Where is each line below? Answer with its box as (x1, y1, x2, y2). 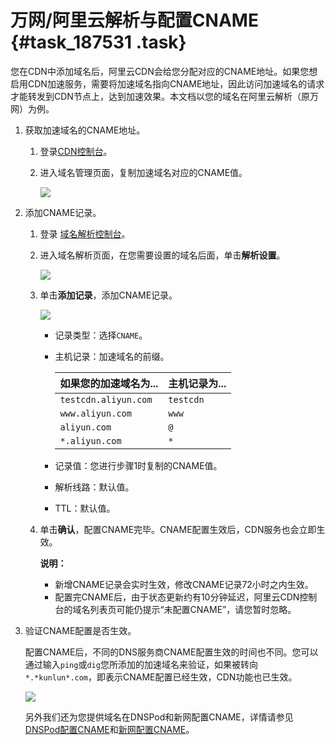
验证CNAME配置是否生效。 (24, 624, 137, 636)
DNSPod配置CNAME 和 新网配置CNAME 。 (24, 723, 195, 735)
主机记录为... (168, 376, 227, 390)
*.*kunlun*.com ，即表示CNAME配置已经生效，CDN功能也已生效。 (24, 671, 298, 683)
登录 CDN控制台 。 (39, 145, 113, 157)
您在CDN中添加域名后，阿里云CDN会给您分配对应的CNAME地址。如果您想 (10, 65, 318, 77)
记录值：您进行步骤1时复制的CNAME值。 (54, 459, 223, 471)
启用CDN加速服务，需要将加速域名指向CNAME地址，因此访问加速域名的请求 (10, 77, 325, 90)
